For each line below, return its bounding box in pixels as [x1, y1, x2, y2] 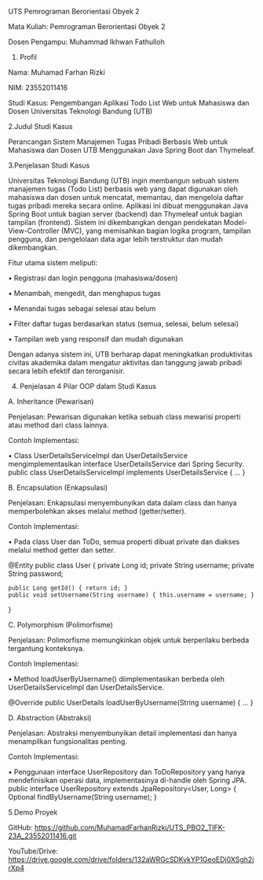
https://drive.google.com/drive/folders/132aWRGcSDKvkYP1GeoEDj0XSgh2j [8, 855, 254, 864]
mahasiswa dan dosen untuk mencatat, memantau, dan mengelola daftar [8, 193, 244, 202]
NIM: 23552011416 [8, 83, 68, 92]
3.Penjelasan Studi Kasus [8, 161, 90, 170]
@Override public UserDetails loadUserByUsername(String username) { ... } [8, 698, 254, 707]
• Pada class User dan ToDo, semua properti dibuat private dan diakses [8, 537, 240, 546]
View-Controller [8, 226, 60, 235]
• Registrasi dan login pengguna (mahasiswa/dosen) [8, 273, 178, 283]
